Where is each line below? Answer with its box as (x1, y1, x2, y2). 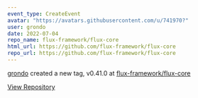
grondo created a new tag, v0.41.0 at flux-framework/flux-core (7, 68, 191, 78)
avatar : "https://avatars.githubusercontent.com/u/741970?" (7, 17, 189, 24)
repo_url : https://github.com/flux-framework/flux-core (7, 50, 176, 57)
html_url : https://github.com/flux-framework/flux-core (7, 43, 176, 50)
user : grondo (7, 23, 46, 30)
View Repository (7, 82, 55, 91)
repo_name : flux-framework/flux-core (7, 37, 119, 44)
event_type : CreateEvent (7, 10, 81, 18)
